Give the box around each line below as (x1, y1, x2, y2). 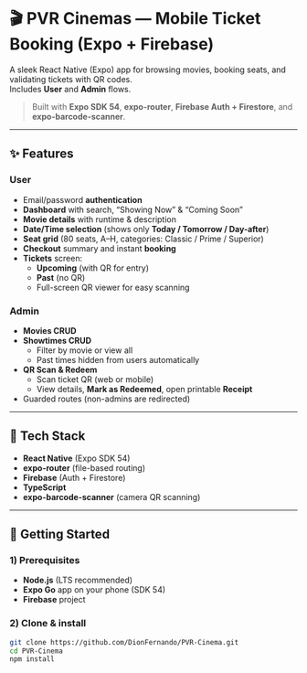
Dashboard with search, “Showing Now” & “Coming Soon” (22, 204, 244, 215)
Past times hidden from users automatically (36, 354, 200, 365)
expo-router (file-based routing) (22, 462, 146, 473)
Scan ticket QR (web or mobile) (36, 373, 154, 385)
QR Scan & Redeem (22, 364, 98, 375)
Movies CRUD (22, 325, 77, 336)
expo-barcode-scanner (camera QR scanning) (22, 491, 201, 502)
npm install (9, 655, 55, 664)
